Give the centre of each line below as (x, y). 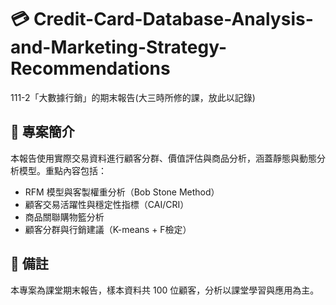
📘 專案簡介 (42, 132)
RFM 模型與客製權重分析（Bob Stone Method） (122, 192)
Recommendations (90, 68)
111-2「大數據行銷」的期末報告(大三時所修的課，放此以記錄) (133, 97)
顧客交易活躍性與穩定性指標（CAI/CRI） (107, 204)
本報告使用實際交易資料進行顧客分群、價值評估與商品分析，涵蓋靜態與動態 (163, 158)
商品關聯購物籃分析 (64, 217)
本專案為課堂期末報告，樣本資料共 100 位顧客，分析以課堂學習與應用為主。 (165, 290)
